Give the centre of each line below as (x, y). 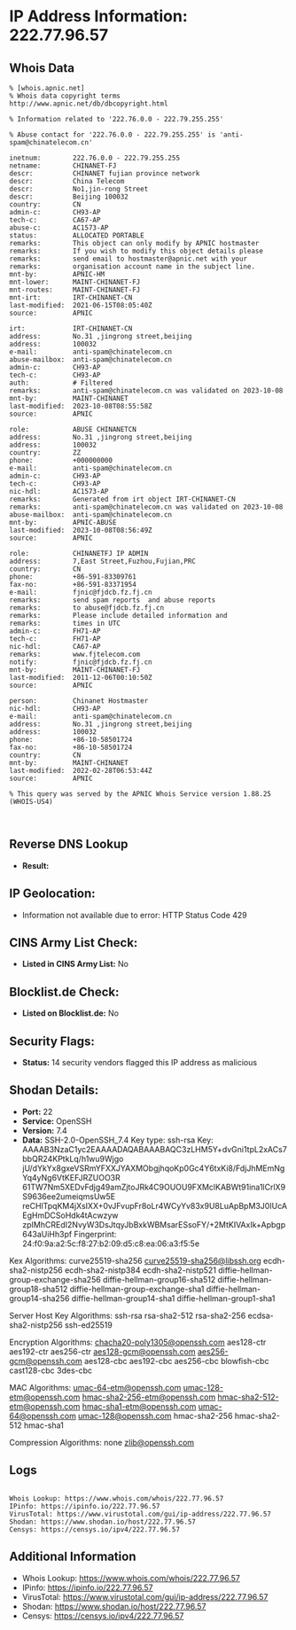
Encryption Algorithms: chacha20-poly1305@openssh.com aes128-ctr (138, 1342)
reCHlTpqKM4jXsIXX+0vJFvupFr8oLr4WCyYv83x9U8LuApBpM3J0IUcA (155, 1205)
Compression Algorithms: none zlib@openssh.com (102, 1442)
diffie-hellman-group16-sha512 (160, 1279)
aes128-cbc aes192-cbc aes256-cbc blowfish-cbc (176, 1361)
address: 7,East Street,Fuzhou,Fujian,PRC (103, 561)
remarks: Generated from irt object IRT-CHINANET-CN (123, 499)
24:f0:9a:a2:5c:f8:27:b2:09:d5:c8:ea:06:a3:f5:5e (111, 1244)
